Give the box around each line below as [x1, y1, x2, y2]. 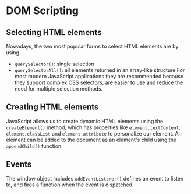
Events [6, 160, 32, 169]
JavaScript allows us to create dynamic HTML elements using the [6, 117, 164, 124]
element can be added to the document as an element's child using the [6, 136, 176, 143]
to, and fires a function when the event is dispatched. [6, 181, 134, 188]
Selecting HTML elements [6, 27, 102, 37]
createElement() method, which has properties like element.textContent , [6, 124, 181, 131]
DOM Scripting [6, 4, 79, 18]
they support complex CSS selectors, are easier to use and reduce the [14, 79, 183, 86]
